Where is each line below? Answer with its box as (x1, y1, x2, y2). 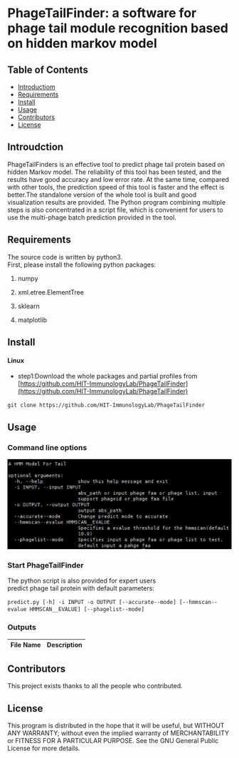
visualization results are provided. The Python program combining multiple (7, 198, 226, 206)
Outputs (7, 623, 37, 632)
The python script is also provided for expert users (7, 576, 156, 585)
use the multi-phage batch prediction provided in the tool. (7, 212, 176, 222)
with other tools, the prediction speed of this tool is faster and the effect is (7, 183, 225, 191)
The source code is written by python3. (7, 252, 123, 261)
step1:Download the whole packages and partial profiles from (17, 372, 198, 381)
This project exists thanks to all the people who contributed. (7, 682, 183, 690)
